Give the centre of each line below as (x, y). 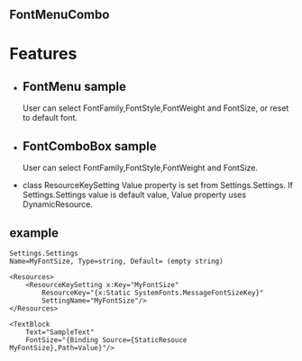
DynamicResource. (57, 204)
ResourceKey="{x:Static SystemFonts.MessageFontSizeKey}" (153, 293)
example (34, 233)
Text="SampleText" (60, 332)
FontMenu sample (74, 86)
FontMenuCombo (59, 15)
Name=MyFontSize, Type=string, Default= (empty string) (116, 262)
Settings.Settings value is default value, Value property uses (134, 195)
